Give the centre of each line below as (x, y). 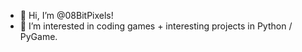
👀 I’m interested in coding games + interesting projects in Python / (156, 26)
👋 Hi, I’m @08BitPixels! (66, 15)
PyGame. (38, 36)
